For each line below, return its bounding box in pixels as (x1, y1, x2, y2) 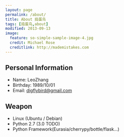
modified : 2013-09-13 (5, 26, 51, 31)
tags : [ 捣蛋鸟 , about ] (5, 21, 48, 27)
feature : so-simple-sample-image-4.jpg (10, 36, 94, 41)
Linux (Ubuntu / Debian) (12, 115, 63, 121)
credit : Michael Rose (10, 40, 55, 45)
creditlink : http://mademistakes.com (10, 45, 89, 50)
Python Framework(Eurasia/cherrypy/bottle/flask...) (12, 126, 119, 132)
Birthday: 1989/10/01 (12, 82, 55, 88)
